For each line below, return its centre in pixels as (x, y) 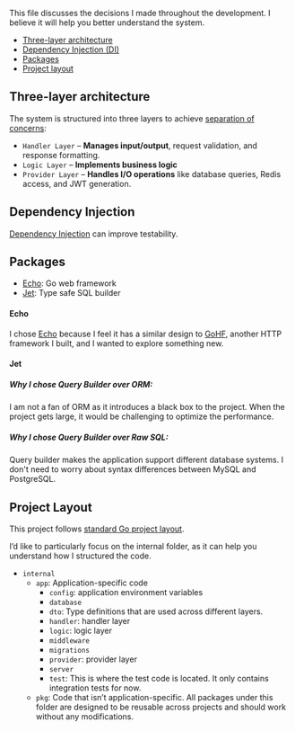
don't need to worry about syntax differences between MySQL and (133, 469)
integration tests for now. (95, 688)
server (61, 669)
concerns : (28, 128)
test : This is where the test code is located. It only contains (159, 678)
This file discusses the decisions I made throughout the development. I (140, 13)
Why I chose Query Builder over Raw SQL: (89, 437)
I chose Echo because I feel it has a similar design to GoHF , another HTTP (146, 334)
